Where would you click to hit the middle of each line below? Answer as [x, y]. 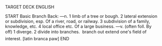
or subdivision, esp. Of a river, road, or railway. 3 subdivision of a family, [78, 21]
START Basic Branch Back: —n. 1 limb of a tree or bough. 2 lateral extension [81, 16]
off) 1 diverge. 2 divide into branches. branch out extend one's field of [76, 32]
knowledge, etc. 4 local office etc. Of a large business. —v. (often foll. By [78, 26]
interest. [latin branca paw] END [37, 39]
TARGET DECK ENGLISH [30, 7]
